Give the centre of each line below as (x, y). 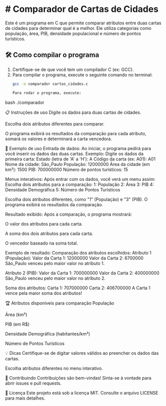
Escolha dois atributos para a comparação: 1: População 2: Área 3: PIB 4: (80, 184)
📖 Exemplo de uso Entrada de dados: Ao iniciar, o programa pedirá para (78, 148)
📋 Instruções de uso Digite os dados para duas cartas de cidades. (73, 112)
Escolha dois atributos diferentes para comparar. (55, 124)
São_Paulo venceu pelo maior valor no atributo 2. (55, 278)
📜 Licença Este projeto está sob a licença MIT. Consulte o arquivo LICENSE (82, 393)
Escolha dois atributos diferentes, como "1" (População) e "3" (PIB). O (76, 199)
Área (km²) (16, 315)
